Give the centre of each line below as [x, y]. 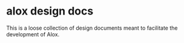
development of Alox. [33, 34]
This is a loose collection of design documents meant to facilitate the [92, 28]
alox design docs [50, 11]
